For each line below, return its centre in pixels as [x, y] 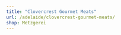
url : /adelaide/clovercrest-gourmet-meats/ [61, 17]
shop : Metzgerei [26, 23]
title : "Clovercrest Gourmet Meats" [51, 12]
